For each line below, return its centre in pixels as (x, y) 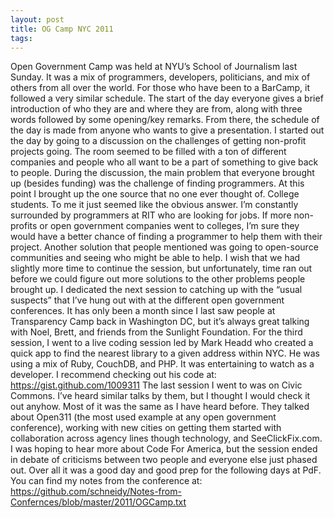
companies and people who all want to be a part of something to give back (164, 162)
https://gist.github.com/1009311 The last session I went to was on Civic (156, 385)
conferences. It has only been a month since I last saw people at (143, 311)
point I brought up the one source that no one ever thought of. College (155, 194)
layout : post (37, 19)
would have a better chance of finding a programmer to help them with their (166, 237)
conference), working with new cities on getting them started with (146, 428)
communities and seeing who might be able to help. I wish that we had (155, 258)
